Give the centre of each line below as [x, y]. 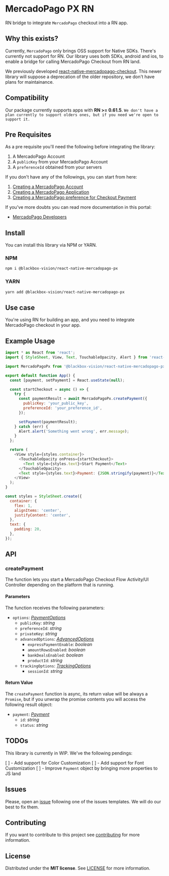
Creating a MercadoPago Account [48, 187]
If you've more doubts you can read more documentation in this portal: [78, 207]
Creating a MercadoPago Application [51, 192]
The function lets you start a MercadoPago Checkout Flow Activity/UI [77, 579]
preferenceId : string [41, 628]
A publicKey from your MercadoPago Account [60, 162]
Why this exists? [32, 39]
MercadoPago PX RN [50, 9]
